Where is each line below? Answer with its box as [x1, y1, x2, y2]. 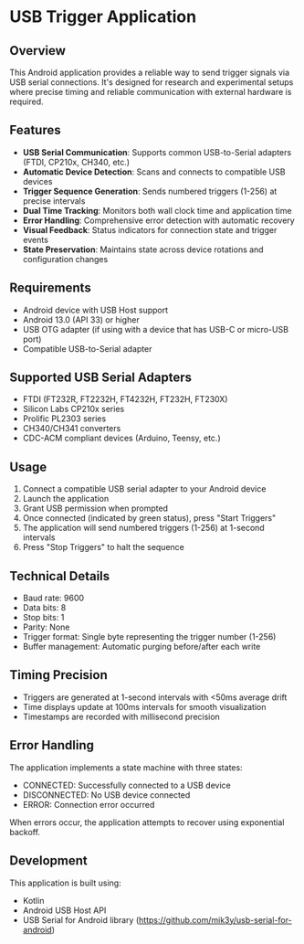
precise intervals [22, 195, 86, 207]
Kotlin [22, 895, 45, 906]
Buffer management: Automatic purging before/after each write [22, 642, 261, 652]
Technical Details [9, 568, 110, 584]
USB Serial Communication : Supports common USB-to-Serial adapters [22, 146, 292, 157]
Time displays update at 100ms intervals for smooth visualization [22, 701, 267, 712]
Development [9, 853, 89, 869]
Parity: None [22, 621, 70, 632]
